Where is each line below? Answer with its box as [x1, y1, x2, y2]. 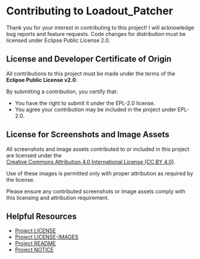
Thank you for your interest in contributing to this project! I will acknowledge [6, 24, 195, 31]
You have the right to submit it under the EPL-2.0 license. [14, 99, 156, 106]
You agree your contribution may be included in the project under [14, 106, 177, 113]
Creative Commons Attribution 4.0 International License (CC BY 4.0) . [6, 158, 175, 165]
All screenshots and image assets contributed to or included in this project [6, 145, 190, 153]
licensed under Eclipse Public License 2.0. [6, 36, 111, 44]
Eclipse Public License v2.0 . [6, 76, 78, 83]
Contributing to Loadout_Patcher [6, 4, 174, 18]
